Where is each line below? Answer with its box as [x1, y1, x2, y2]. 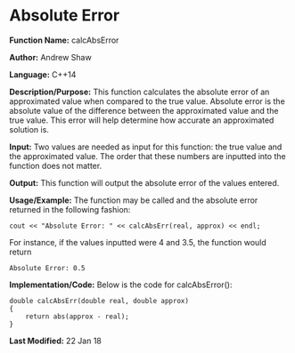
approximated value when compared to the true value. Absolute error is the [9, 95, 285, 107]
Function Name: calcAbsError [9, 35, 119, 45]
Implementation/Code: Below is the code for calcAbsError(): [9, 279, 233, 290]
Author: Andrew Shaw [9, 52, 92, 62]
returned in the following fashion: [9, 204, 131, 214]
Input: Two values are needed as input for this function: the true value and [9, 141, 283, 152]
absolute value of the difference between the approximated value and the [9, 105, 279, 116]
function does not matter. [9, 160, 102, 171]
